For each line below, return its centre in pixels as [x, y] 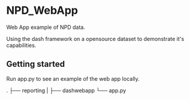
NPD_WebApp [42, 11]
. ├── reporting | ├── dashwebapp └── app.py [66, 90]
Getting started [36, 64]
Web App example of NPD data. [46, 27]
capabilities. [21, 45]
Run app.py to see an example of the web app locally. [73, 78]
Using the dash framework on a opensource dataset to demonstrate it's [95, 39]
